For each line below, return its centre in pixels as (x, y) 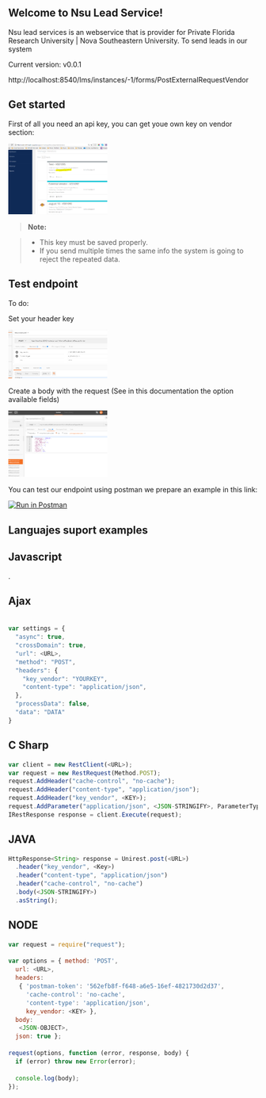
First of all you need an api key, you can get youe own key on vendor (120, 124)
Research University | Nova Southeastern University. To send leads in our (128, 40)
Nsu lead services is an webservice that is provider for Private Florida (122, 32)
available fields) (34, 399)
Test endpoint (43, 284)
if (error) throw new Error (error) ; (76, 1062)
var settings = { (37, 629)
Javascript (35, 557)
